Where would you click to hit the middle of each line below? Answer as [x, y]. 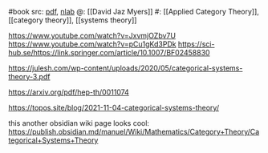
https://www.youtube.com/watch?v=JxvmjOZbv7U [92, 36]
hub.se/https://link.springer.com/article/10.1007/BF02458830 [109, 52]
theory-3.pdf [29, 76]
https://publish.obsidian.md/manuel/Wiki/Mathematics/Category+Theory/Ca [134, 132]
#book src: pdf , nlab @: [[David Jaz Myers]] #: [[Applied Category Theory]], [134, 12]
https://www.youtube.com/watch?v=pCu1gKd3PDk [92, 44]
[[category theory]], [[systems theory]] [73, 20]
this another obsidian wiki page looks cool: [79, 123]
